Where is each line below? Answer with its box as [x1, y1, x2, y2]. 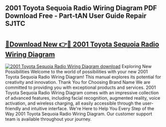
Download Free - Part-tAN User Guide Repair [5, 12, 147, 20]
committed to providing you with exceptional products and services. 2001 [5, 84, 156, 90]
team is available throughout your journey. [5, 116, 92, 122]
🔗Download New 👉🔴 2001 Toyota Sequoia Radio [5, 40, 160, 49]
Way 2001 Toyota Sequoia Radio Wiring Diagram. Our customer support [5, 111, 153, 117]
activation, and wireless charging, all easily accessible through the [5, 100, 142, 106]
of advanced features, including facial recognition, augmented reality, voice [5, 95, 161, 101]
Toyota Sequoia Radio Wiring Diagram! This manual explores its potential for [5, 74, 162, 80]
